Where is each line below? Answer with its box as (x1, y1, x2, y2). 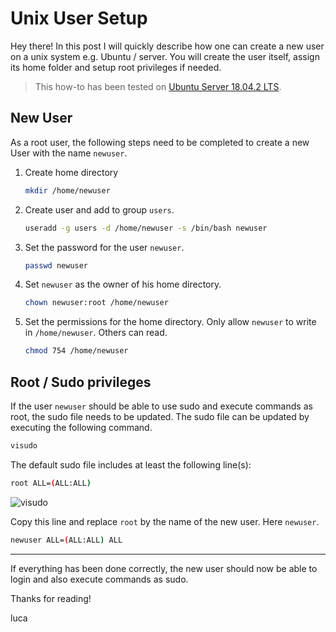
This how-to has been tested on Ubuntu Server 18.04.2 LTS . (34, 80, 282, 92)
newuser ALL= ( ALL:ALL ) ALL (10, 535, 123, 545)
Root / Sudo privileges (10, 373, 152, 391)
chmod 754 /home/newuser (24, 346, 129, 356)
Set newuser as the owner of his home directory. (24, 278, 222, 291)
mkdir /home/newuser (24, 185, 111, 196)
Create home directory (24, 166, 119, 178)
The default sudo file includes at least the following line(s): (10, 458, 252, 471)
